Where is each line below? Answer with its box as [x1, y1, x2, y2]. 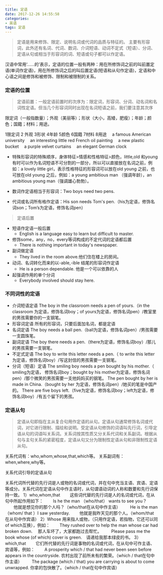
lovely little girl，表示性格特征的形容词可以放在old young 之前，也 [24, 166, 155, 172]
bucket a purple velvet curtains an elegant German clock [5, 144, 127, 149]
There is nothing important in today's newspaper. [19, 242, 118, 248]
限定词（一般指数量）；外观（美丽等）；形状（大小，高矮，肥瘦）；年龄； [5, 115, 147, 121]
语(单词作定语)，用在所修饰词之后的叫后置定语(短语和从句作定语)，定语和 [5, 67, 152, 73]
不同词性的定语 [5, 290, 40, 297]
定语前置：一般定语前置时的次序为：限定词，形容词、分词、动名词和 [16, 99, 153, 105]
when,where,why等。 [5, 459, 48, 465]
